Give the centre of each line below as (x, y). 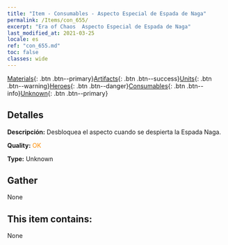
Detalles (25, 115)
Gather (23, 180)
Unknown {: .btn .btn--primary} (64, 93)
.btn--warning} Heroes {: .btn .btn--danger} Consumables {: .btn (96, 86)
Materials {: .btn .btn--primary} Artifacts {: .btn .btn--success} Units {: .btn (109, 78)
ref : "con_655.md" (34, 46)
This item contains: (50, 219)
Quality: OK (24, 145)
